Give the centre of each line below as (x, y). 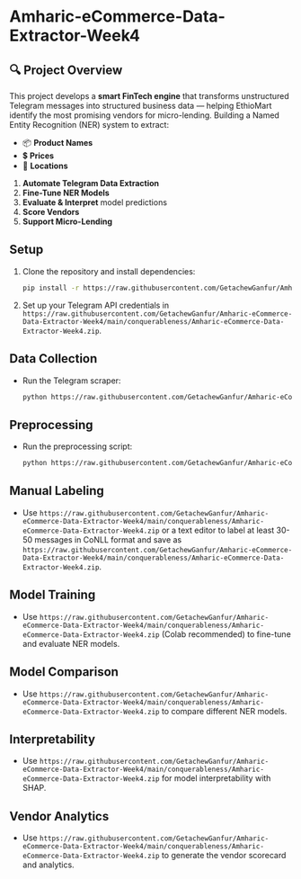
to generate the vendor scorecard (224, 856)
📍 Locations (45, 166)
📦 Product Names (58, 143)
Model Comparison (64, 672)
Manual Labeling (57, 491)
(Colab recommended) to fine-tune (226, 634)
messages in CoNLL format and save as (108, 539)
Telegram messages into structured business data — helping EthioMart (141, 106)
